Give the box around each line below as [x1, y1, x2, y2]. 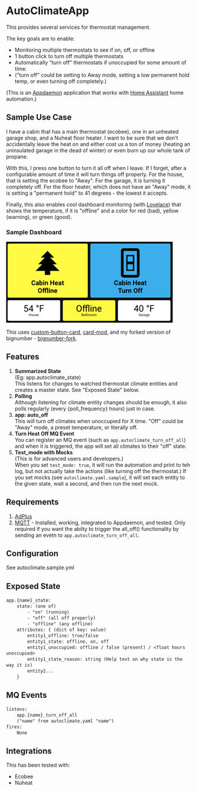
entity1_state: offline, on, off [27, 639, 109, 645]
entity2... [27, 668, 54, 674]
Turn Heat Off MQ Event [14, 430, 75, 437]
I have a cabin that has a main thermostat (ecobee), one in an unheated [6, 128, 179, 135]
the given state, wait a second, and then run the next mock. [14, 480, 159, 487]
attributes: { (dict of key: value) [16, 627, 107, 633]
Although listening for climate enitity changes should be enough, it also [14, 398, 187, 406]
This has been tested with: [6, 761, 71, 769]
